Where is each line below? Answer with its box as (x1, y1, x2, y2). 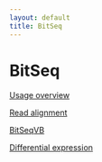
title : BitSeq (9, 22, 63, 31)
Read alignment (9, 107, 68, 118)
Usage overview (9, 90, 70, 101)
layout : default (9, 13, 70, 22)
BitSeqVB (9, 125, 45, 136)
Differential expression (9, 142, 93, 153)
